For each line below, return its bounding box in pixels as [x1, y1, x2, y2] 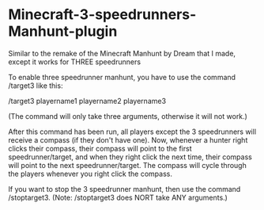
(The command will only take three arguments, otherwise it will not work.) [8, 111, 247, 120]
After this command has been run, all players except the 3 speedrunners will [8, 127, 257, 136]
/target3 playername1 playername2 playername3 [8, 96, 167, 105]
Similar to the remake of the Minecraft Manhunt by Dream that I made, [8, 48, 236, 58]
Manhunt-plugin [8, 22, 118, 40]
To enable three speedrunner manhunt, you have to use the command [8, 72, 236, 82]
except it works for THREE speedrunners [8, 57, 141, 67]
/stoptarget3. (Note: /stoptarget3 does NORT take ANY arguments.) [8, 193, 228, 202]
